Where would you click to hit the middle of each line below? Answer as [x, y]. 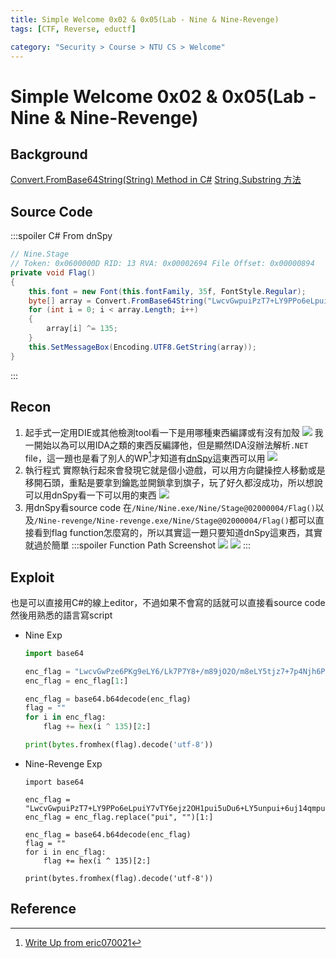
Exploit [32, 577]
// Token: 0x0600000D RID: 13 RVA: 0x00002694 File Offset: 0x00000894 [162, 264]
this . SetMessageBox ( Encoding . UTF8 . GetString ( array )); [142, 347]
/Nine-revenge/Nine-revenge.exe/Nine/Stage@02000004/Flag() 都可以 [174, 520]
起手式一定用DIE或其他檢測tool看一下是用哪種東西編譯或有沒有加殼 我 [174, 432]
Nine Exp [43, 635]
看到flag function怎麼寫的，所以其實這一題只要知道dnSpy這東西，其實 [178, 533]
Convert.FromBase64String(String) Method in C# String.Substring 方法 [156, 180]
